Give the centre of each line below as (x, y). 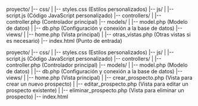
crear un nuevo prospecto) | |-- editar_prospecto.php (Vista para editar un (98, 84)
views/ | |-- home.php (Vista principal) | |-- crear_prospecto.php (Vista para (99, 78)
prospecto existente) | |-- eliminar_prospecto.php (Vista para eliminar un (95, 90)
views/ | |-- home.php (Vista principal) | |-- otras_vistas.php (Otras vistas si (98, 35)
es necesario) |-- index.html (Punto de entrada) (64, 41)
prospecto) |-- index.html (37, 96)
